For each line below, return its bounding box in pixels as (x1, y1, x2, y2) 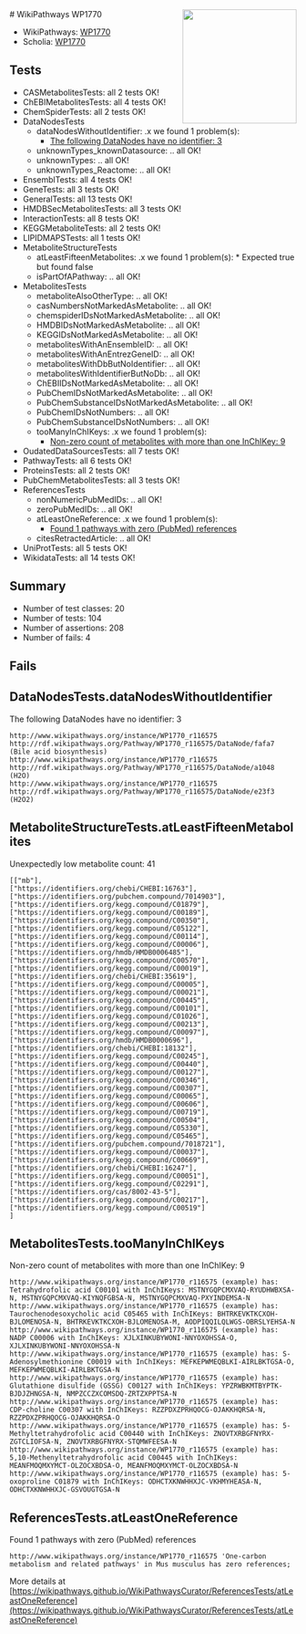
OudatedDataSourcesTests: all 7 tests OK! (22, 445, 179, 456)
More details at (9, 1576, 66, 1587)
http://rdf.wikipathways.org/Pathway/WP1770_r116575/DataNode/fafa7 (9, 739, 275, 748)
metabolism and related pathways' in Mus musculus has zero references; (9, 1560, 291, 1569)
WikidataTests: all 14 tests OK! (22, 552, 136, 563)
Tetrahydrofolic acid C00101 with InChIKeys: (9, 1285, 185, 1295)
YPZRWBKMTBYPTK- (221, 1381, 283, 1390)
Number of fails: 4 (22, 631, 91, 642)
